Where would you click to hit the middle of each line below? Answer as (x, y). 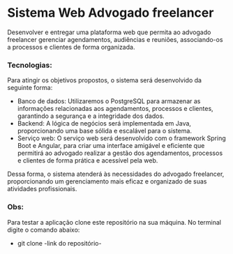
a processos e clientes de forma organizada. (71, 47)
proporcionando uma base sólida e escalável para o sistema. (104, 131)
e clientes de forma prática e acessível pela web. (88, 160)
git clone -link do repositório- (59, 243)
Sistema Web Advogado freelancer (111, 13)
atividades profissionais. (42, 189)
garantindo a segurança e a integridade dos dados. (91, 116)
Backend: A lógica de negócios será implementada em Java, (104, 124)
